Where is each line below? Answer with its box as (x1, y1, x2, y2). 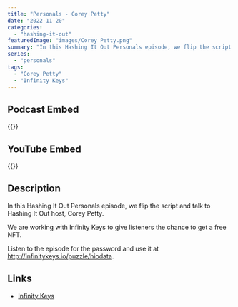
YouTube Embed (7, 143, 82, 155)
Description (7, 183, 61, 195)
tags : (7, 64, 24, 71)
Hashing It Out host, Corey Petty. (7, 208, 104, 218)
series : (7, 51, 31, 58)
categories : (7, 24, 43, 31)
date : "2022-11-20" (7, 17, 66, 24)
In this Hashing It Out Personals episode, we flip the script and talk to (7, 201, 211, 210)
